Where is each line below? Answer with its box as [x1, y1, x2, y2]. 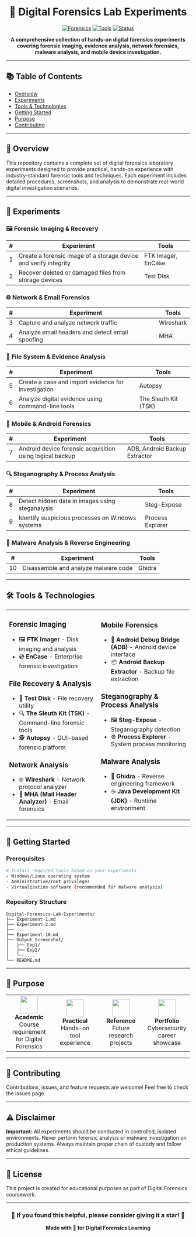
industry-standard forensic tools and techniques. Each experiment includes [6, 172, 187, 179]
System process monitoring [110, 740, 187, 749]
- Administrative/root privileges [6, 879, 90, 884]
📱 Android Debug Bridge [110, 635, 180, 644]
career [157, 1031, 176, 1039]
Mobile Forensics [101, 620, 158, 630]
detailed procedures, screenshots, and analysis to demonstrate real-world [6, 178, 184, 185]
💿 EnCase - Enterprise [19, 652, 83, 661]
